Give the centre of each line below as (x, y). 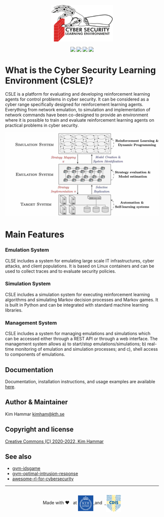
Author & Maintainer (37, 402)
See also (18, 456)
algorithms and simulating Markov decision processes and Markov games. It (82, 300)
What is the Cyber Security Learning (81, 70)
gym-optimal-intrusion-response (45, 474)
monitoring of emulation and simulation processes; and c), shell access (86, 349)
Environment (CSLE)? (49, 80)
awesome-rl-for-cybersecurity (43, 479)
